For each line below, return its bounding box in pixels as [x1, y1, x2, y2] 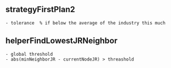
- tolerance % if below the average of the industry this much [5, 20, 166, 26]
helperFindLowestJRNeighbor [5, 36, 118, 46]
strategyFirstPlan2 [5, 5, 76, 15]
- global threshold [5, 51, 53, 57]
